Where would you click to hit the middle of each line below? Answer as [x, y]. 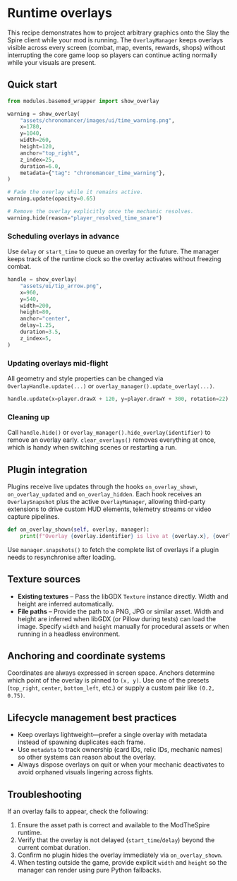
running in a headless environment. [69, 634]
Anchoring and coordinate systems [86, 655]
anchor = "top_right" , [50, 153]
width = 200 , [36, 306]
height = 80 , [36, 312]
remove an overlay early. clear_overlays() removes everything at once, [112, 440]
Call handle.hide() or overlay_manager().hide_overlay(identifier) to [109, 433]
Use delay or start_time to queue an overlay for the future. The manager [113, 251]
